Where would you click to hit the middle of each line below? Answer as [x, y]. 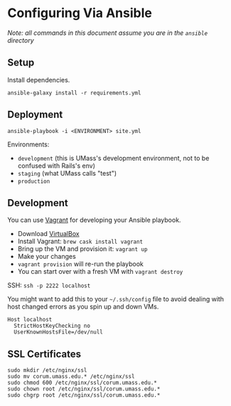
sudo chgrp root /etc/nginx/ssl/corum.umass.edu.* [84, 395]
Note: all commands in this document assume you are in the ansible [108, 33]
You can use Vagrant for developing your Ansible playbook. [94, 220]
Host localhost [30, 320]
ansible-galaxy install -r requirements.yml [74, 93]
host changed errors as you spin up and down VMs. [83, 306]
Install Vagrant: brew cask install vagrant [80, 241]
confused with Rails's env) [57, 166]
